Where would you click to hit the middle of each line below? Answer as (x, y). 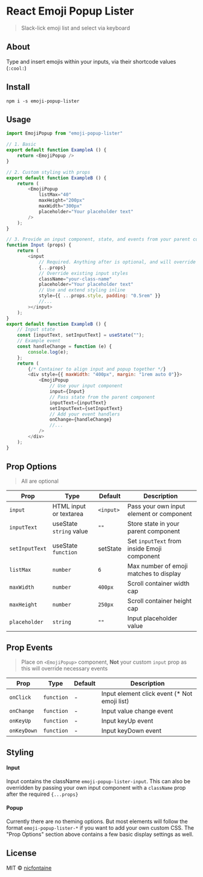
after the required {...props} (42, 794)
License (21, 853)
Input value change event (137, 711)
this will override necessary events (64, 669)
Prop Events (30, 647)
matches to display (154, 574)
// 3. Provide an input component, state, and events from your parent (98, 240)
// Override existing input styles (83, 273)
